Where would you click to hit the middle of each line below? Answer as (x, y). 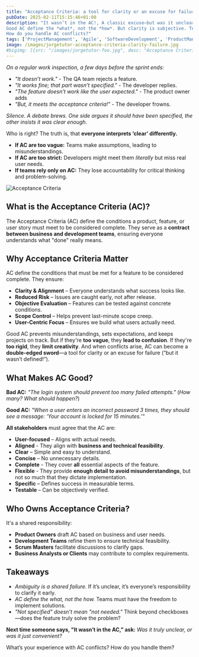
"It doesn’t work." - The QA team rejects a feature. (76, 78)
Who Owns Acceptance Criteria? (68, 509)
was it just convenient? (34, 636)
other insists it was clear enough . (47, 122)
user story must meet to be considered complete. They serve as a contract (98, 227)
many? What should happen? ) (43, 398)
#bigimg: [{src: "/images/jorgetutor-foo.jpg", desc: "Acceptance (90, 51)
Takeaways (28, 572)
